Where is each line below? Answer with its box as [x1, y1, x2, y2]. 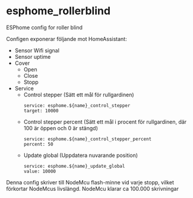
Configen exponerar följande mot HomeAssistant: [6, 35, 127, 42]
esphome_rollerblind [6, 4, 111, 18]
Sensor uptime [14, 53, 51, 60]
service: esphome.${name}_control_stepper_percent [23, 136, 152, 142]
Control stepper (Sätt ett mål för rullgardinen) [23, 91, 135, 98]
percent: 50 [23, 141, 53, 147]
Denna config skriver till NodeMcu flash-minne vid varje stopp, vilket [6, 178, 174, 186]
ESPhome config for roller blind [6, 24, 83, 31]
